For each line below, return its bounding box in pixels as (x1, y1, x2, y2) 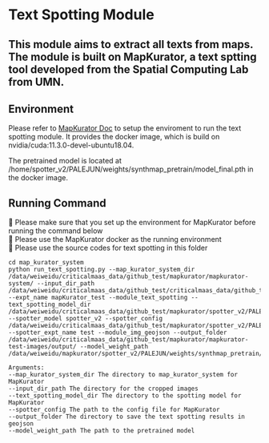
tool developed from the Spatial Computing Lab (8, 62, 249, 76)
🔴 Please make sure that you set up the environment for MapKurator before (8, 218, 256, 228)
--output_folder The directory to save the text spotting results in (8, 413, 246, 421)
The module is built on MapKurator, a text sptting (8, 50, 258, 63)
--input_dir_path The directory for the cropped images (8, 385, 199, 393)
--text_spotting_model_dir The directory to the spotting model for (8, 392, 242, 400)
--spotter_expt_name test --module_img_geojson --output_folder (8, 328, 227, 337)
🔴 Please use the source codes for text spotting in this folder (8, 243, 208, 253)
